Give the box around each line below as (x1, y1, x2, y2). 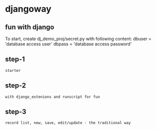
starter (5, 68, 21, 73)
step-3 (5, 108, 27, 116)
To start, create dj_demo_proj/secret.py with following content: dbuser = (5, 36, 152, 42)
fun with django (5, 23, 55, 31)
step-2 (5, 82, 26, 90)
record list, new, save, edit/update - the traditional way (5, 121, 131, 126)
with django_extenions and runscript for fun (5, 94, 100, 99)
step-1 (5, 55, 25, 64)
